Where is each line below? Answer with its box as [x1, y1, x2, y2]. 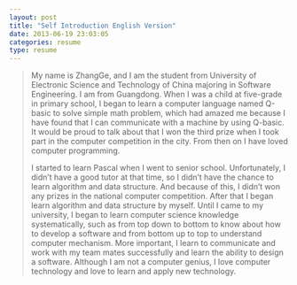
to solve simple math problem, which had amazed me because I [52, 108, 285, 119]
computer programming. [30, 145, 121, 156]
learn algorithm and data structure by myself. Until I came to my [30, 200, 264, 211]
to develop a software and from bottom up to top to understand [30, 228, 262, 239]
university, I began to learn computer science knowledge [30, 210, 239, 220]
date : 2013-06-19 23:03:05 [9, 29, 109, 38]
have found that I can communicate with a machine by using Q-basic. [30, 117, 285, 128]
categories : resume [9, 37, 82, 47]
